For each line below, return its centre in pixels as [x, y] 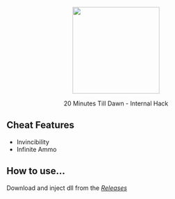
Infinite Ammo [36, 149]
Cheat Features [40, 125]
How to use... [36, 171]
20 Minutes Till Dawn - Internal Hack [116, 103]
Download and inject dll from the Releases [67, 188]
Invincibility [33, 141]
